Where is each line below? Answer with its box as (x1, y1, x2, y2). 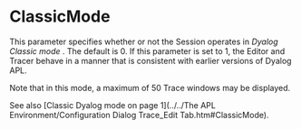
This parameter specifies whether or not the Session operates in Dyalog (9, 36, 278, 47)
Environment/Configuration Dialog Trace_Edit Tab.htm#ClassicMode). (9, 109, 269, 120)
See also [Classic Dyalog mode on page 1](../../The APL (9, 99, 216, 110)
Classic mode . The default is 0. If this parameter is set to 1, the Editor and (9, 45, 286, 56)
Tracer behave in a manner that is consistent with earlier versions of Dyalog (9, 55, 292, 66)
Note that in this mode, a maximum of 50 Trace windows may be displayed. (9, 82, 291, 93)
